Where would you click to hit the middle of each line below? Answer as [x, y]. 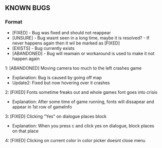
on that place [25, 131]
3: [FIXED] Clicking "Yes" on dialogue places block [56, 116]
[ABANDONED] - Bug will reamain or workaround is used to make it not [83, 53]
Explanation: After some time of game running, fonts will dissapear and [83, 102]
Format [14, 22]
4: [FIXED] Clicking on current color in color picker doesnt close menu [75, 140]
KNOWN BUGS [28, 8]
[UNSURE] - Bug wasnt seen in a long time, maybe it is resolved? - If [81, 38]
